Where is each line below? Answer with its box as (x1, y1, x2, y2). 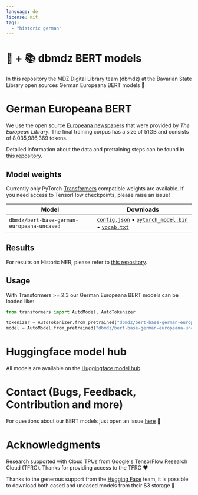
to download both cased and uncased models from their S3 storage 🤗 (6, 482, 175, 488)
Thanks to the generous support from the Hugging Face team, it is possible (6, 475, 189, 483)
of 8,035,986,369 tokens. (6, 134, 68, 142)
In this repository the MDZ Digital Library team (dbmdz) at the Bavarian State (6, 75, 192, 83)
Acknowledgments (6, 438, 101, 452)
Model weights (6, 169, 62, 179)
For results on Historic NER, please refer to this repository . (6, 258, 147, 266)
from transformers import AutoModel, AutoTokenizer (6, 309, 136, 315)
